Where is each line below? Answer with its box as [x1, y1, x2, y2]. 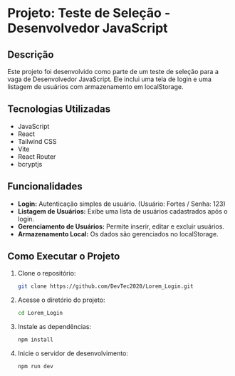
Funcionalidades [7, 180, 83, 193]
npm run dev [17, 363, 53, 370]
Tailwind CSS [17, 137, 57, 145]
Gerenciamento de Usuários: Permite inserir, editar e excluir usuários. [17, 222, 224, 231]
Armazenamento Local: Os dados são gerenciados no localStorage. [17, 229, 219, 238]
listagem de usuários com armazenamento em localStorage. [7, 83, 184, 90]
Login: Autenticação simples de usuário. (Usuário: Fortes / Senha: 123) [17, 199, 226, 208]
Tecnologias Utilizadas [7, 103, 111, 115]
